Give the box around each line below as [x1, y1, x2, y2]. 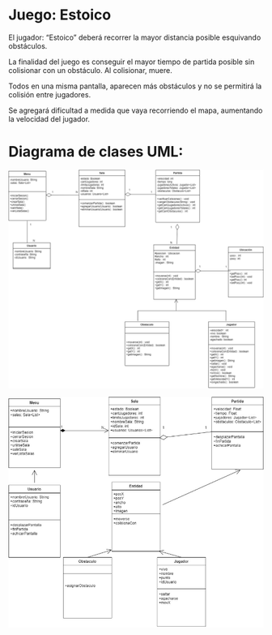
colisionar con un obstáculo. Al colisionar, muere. [8, 65, 172, 75]
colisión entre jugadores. [8, 89, 91, 99]
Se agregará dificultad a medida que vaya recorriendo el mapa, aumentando [8, 105, 263, 115]
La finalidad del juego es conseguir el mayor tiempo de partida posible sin [8, 57, 255, 67]
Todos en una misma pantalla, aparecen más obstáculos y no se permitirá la [8, 81, 262, 91]
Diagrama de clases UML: [8, 143, 184, 161]
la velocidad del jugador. [8, 114, 91, 123]
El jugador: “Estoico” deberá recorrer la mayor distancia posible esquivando [8, 32, 261, 42]
